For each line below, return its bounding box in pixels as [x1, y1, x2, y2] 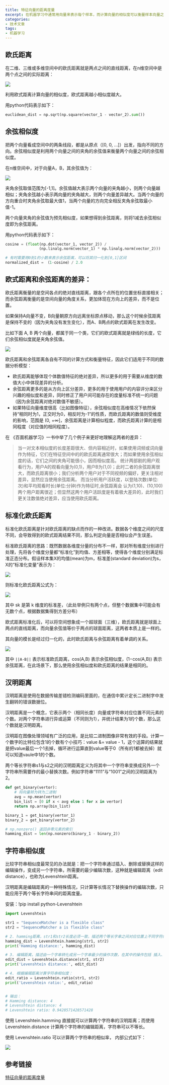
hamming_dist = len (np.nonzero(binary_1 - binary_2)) [5, 831, 121, 836]
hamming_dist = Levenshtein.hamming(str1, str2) [5, 939, 109, 944]
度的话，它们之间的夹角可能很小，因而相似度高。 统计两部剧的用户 [17, 457, 156, 463]
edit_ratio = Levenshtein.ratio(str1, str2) [5, 975, 100, 980]
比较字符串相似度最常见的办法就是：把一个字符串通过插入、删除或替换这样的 [5, 861, 164, 867]
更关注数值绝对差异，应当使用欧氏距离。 [17, 495, 102, 501]
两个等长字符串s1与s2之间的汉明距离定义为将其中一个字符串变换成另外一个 [5, 762, 160, 768]
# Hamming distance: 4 [5, 998, 53, 1003]
